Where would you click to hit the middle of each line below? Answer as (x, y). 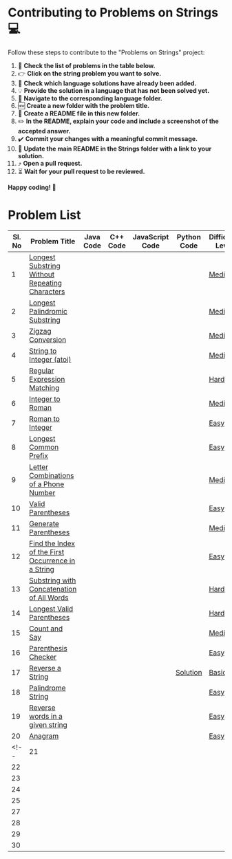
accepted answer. (44, 131)
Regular (42, 371)
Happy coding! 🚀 (32, 187)
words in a (46, 716)
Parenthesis (48, 648)
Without (42, 274)
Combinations (52, 475)
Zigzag (40, 331)
